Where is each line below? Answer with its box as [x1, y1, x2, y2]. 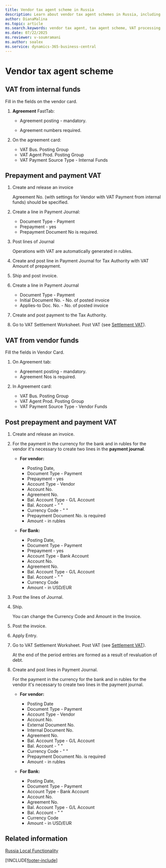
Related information [5, 834, 68, 843]
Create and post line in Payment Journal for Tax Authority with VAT [12, 258, 149, 264]
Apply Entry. [12, 633, 38, 639]
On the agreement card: [12, 137, 61, 143]
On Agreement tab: [12, 359, 52, 365]
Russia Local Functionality [5, 848, 58, 854]
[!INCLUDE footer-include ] [5, 857, 58, 863]
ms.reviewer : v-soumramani [5, 35, 61, 40]
